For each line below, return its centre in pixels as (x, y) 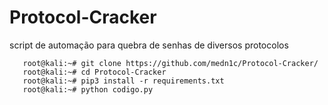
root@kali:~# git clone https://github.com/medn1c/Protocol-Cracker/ (170, 63)
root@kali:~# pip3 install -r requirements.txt (123, 81)
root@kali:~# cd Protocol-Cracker (94, 72)
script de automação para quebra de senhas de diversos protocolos (149, 45)
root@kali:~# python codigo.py (88, 89)
